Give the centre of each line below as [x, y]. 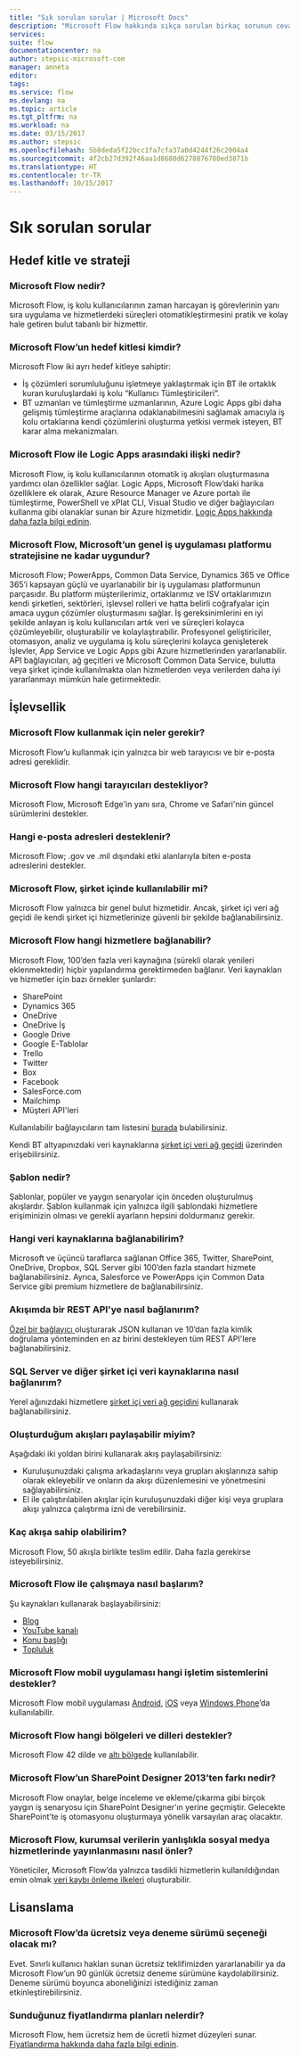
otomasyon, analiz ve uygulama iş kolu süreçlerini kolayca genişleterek [139, 641]
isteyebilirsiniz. [36, 1561]
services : [28, 34]
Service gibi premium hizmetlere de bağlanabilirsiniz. [106, 1286]
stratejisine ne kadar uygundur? [80, 556]
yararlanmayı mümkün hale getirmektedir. [85, 679]
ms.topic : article [43, 109]
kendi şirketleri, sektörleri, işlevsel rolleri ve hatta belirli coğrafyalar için [139, 603]
